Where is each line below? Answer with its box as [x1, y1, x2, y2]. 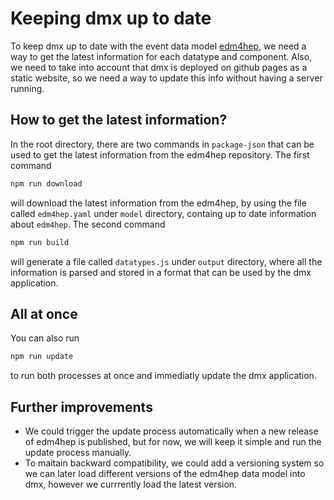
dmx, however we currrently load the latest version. [24, 478, 238, 490]
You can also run [10, 332, 80, 344]
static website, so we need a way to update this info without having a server [10, 72, 323, 84]
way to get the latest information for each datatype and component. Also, [10, 50, 313, 62]
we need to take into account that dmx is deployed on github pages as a [10, 61, 308, 73]
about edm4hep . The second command [10, 218, 166, 230]
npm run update [10, 352, 74, 362]
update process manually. [24, 447, 132, 458]
